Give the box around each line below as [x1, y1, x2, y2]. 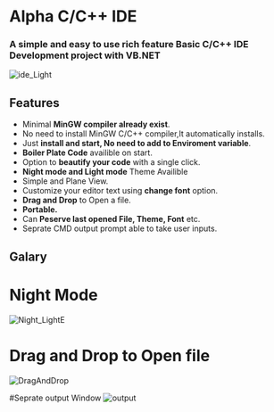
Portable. [21, 204, 58, 215]
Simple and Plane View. [21, 176, 109, 186]
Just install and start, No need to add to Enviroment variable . [21, 138, 252, 149]
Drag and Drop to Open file [9, 345, 211, 366]
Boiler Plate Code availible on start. [21, 147, 154, 158]
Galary [9, 249, 47, 264]
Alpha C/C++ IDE [9, 6, 137, 27]
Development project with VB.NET [9, 49, 161, 62]
